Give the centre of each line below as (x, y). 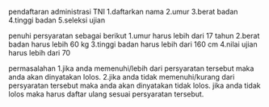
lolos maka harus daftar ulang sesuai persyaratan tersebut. (106, 94)
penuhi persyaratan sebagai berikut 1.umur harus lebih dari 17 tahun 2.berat (134, 36)
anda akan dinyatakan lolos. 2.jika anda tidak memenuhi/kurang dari (122, 77)
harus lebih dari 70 (40, 53)
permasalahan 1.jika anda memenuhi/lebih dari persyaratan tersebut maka (131, 68)
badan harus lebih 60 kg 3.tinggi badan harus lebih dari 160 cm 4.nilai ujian (133, 44)
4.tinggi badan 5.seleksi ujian (57, 20)
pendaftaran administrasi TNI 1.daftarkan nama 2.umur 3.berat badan (123, 12)
